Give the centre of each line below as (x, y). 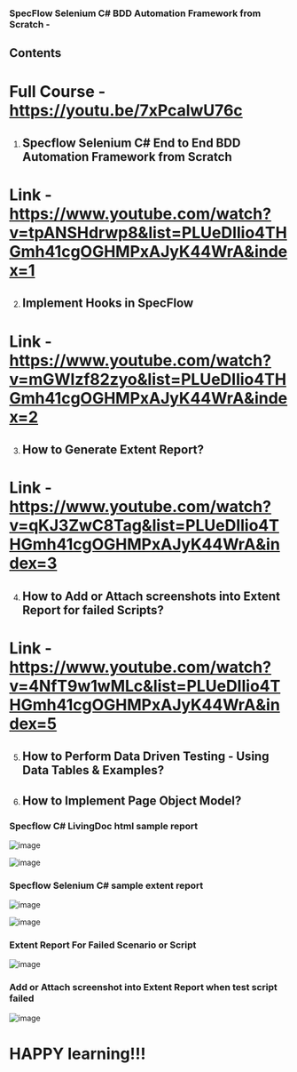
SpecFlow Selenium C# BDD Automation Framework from (135, 13)
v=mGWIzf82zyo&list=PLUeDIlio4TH (148, 379)
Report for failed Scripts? (93, 610)
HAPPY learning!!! (78, 1054)
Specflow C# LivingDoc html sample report (104, 826)
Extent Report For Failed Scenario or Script (103, 945)
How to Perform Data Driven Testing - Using (145, 757)
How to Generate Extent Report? (113, 450)
